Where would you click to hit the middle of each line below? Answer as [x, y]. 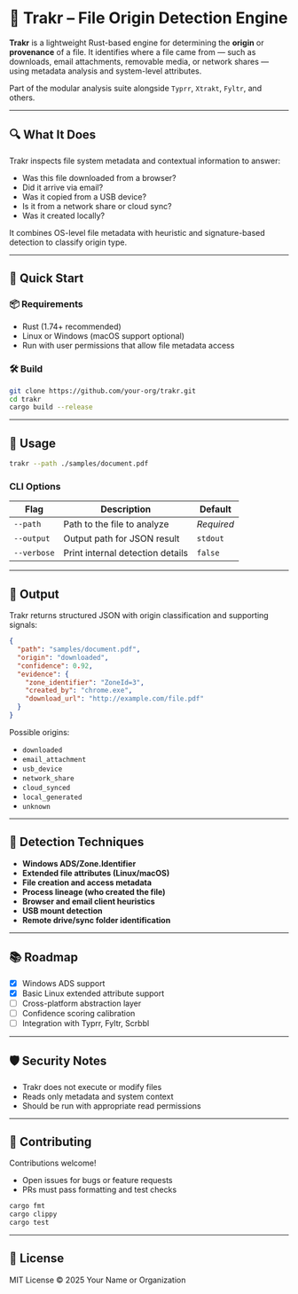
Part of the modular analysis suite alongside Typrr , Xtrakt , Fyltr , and [136, 88]
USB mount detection [62, 910]
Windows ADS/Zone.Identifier [79, 863]
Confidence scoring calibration [78, 1013]
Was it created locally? [63, 216]
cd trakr [25, 399]
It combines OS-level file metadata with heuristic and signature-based [137, 232]
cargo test [29, 1223]
